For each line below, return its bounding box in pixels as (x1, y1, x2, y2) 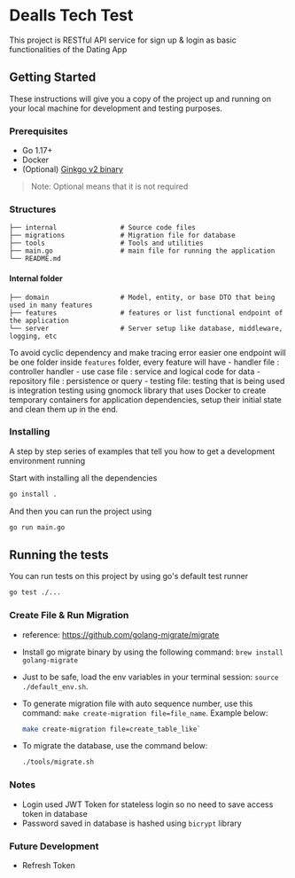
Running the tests (9, 547, 109, 562)
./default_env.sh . (21, 680, 89, 692)
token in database (21, 808, 89, 819)
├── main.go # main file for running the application (9, 247, 276, 255)
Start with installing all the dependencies (9, 472, 158, 483)
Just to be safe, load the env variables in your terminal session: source (21, 671, 279, 682)
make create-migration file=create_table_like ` (21, 725, 201, 733)
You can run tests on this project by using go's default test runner (9, 571, 249, 582)
